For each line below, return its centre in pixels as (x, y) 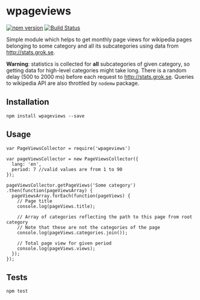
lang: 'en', (27, 164)
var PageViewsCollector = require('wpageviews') (68, 148)
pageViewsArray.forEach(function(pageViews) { (71, 196)
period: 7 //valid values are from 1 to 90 (67, 169)
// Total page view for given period (64, 243)
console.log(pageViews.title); (56, 206)
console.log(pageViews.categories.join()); (73, 233)
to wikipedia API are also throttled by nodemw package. (73, 83)
